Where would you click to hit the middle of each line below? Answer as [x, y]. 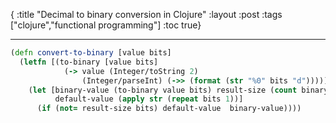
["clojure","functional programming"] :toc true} [106, 25]
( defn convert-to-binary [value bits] [91, 53]
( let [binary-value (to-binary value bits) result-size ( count [163, 90]
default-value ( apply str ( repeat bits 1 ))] [149, 99]
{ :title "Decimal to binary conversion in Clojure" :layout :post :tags [146, 14]
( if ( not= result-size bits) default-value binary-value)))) [169, 109]
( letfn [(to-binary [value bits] [89, 62]
